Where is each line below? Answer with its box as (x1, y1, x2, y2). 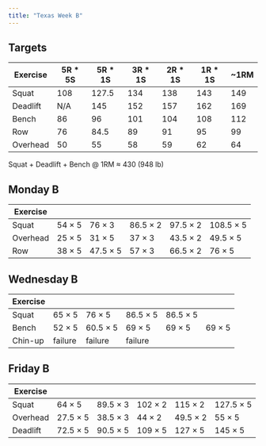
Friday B (8, 362, 50, 375)
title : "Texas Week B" (8, 11, 83, 20)
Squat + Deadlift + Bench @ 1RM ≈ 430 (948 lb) (8, 160, 165, 169)
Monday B (8, 183, 59, 196)
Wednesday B (8, 272, 78, 286)
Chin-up (12, 335, 45, 346)
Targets (8, 41, 47, 55)
